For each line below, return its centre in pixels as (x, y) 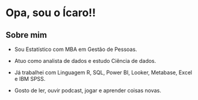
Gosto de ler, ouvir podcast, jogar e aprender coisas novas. (88, 90)
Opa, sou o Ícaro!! (51, 13)
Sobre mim (26, 35)
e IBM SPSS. (30, 79)
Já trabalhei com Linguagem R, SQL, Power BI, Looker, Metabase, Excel (103, 72)
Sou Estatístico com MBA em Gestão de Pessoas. (76, 49)
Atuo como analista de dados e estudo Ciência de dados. (85, 61)
